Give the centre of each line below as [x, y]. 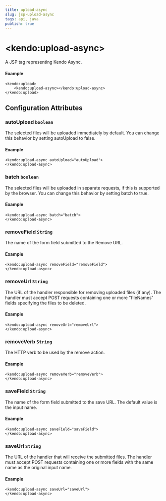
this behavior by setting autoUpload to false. [50, 138]
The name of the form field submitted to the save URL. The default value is [81, 402]
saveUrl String [23, 446]
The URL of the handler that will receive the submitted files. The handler [79, 457]
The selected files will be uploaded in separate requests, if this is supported [83, 188]
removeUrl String [27, 282]
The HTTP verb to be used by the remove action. [55, 352]
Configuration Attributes [44, 108]
